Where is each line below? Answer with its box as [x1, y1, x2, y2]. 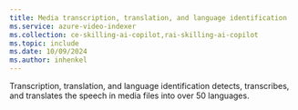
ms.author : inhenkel [9, 55, 88, 65]
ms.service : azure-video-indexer [9, 22, 137, 31]
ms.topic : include [9, 38, 79, 48]
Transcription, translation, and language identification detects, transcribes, [9, 81, 290, 91]
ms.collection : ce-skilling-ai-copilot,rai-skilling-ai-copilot [9, 30, 259, 39]
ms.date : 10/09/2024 [9, 47, 88, 56]
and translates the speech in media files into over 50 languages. [9, 90, 250, 101]
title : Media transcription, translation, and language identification [9, 13, 287, 23]
